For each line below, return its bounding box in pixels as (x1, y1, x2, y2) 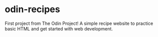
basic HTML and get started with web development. (5, 25, 113, 31)
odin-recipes (5, 4, 60, 15)
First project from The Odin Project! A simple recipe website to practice (5, 20, 153, 26)
